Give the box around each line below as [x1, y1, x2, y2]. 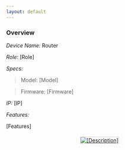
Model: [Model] [20, 76, 59, 83]
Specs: [6, 65, 24, 72]
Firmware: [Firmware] [20, 87, 74, 95]
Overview [6, 28, 35, 36]
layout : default [6, 8, 46, 15]
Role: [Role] [6, 53, 34, 60]
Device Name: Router [6, 42, 58, 49]
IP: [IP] [6, 99, 23, 107]
